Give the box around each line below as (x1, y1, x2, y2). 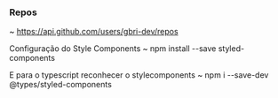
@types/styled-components (9, 79, 113, 90)
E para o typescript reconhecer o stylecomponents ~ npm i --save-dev (9, 70, 269, 80)
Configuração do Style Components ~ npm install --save (9, 43, 217, 54)
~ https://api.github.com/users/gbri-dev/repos (9, 26, 179, 37)
